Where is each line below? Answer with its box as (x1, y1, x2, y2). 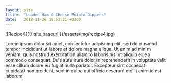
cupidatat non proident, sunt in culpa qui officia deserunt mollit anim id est (5, 68, 162, 74)
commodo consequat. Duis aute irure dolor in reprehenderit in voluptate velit (5, 57, 166, 63)
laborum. (5, 73, 25, 79)
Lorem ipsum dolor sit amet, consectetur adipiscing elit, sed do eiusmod (5, 41, 157, 47)
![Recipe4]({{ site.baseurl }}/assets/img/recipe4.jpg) (5, 31, 115, 37)
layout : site (5, 7, 33, 13)
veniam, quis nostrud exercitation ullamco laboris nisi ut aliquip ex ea (5, 51, 150, 58)
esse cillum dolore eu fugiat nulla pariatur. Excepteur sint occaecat (5, 62, 145, 69)
